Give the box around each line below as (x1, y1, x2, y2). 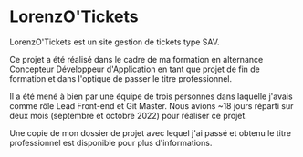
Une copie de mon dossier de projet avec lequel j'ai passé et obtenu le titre (9, 127, 292, 138)
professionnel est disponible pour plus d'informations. (9, 137, 213, 148)
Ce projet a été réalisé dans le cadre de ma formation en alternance (9, 54, 264, 64)
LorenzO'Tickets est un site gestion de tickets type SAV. (9, 36, 221, 47)
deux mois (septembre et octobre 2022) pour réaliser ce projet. (9, 110, 248, 121)
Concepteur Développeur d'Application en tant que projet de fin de (9, 64, 260, 74)
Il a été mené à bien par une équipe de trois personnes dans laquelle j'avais (9, 91, 294, 102)
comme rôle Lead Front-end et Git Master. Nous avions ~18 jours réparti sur (9, 100, 294, 111)
